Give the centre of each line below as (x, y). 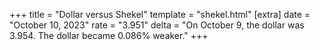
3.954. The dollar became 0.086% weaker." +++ (109, 35)
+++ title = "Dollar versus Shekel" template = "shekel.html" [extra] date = (160, 14)
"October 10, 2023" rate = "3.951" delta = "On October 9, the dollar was (157, 25)
